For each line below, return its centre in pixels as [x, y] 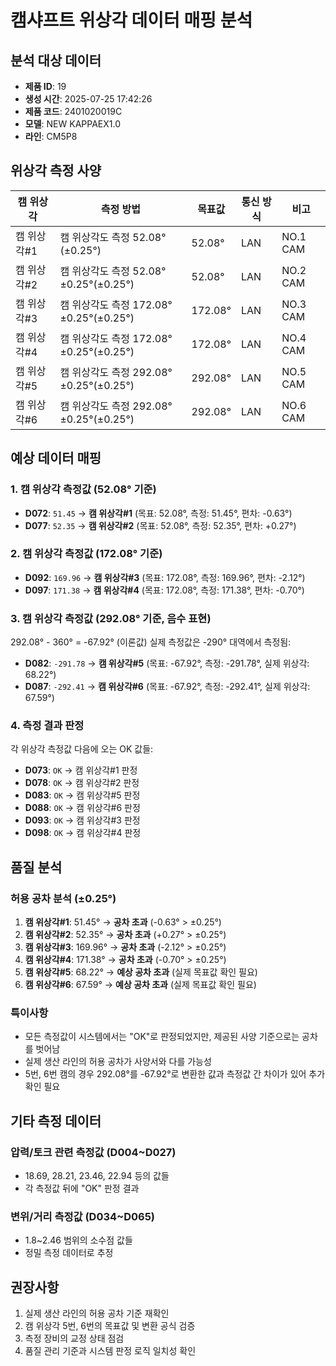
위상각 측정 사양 [56, 171]
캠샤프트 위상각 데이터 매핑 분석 [131, 20]
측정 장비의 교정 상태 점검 [74, 1338]
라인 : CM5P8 [51, 136]
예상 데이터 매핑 [56, 458]
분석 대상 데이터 [56, 60]
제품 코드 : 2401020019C [73, 111]
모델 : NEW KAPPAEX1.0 [72, 124]
